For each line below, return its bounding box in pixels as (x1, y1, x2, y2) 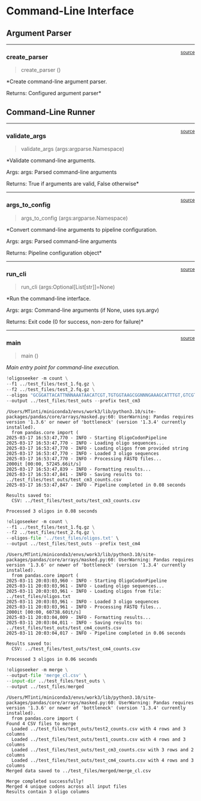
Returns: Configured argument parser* (6, 90, 102, 97)
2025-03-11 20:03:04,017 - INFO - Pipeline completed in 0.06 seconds (6, 630, 186, 636)
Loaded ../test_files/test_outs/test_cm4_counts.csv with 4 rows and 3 (11, 757, 194, 763)
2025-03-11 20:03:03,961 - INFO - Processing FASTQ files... (6, 604, 162, 610)
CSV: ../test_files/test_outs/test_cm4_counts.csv (11, 646, 141, 652)
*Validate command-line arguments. (6, 157, 96, 164)
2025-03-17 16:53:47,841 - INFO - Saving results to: (6, 471, 144, 477)
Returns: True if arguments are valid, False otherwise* (6, 180, 139, 187)
